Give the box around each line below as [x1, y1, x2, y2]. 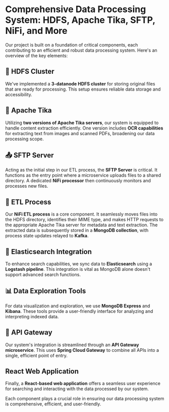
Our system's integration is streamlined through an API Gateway [5, 342, 139, 348]
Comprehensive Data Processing [5, 4, 146, 15]
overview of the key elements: [5, 52, 68, 59]
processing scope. [5, 136, 44, 142]
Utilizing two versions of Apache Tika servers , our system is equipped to [5, 119, 159, 126]
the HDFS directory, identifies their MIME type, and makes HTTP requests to [5, 217, 164, 223]
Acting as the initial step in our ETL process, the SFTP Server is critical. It [5, 167, 158, 173]
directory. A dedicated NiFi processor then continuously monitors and [5, 178, 151, 184]
